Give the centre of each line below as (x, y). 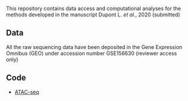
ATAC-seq (27, 92)
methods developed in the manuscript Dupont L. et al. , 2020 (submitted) (93, 15)
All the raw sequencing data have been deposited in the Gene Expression (94, 47)
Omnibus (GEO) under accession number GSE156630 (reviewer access (91, 53)
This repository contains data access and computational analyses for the (93, 8)
